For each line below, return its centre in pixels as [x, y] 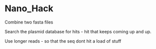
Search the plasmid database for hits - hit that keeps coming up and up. [78, 31]
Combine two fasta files [29, 22]
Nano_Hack [29, 9]
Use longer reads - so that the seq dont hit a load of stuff [63, 41]
